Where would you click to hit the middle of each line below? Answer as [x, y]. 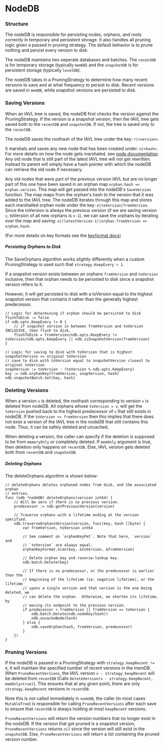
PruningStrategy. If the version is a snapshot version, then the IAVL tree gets [82, 119]
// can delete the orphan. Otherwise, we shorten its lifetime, [91, 597]
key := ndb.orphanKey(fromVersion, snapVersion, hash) [62, 373]
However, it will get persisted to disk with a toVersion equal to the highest [79, 294]
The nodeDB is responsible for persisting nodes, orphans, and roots [73, 34]
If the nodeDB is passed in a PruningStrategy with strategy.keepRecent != [80, 663]
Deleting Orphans [23, 463]
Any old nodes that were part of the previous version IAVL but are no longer [81, 179]
